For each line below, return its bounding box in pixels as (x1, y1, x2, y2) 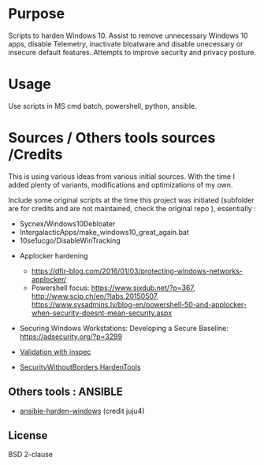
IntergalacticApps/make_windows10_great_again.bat (19, 227, 189, 236)
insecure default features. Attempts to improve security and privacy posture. (8, 47, 256, 57)
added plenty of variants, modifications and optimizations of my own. (8, 180, 233, 189)
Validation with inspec (19, 347, 91, 356)
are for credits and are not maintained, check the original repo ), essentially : (8, 203, 256, 213)
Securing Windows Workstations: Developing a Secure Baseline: (19, 323, 229, 333)
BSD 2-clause (8, 450, 54, 459)
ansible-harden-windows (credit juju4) (19, 406, 145, 415)
